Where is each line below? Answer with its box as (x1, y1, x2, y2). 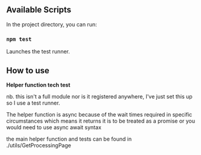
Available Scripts (6, 5, 71, 15)
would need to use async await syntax (6, 123, 101, 131)
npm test (6, 35, 32, 43)
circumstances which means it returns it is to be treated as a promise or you (6, 117, 196, 124)
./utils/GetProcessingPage (6, 141, 71, 149)
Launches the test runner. (6, 48, 71, 55)
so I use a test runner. (6, 99, 60, 106)
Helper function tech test (6, 81, 71, 88)
